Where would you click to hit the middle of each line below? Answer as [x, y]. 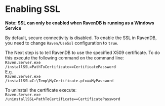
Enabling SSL [33, 9]
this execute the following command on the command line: [65, 57]
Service [13, 28]
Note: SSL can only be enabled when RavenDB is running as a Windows [80, 23]
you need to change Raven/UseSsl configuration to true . [62, 43]
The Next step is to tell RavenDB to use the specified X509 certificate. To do [82, 53]
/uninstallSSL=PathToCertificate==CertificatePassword [63, 99]
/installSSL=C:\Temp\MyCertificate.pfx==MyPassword [59, 81]
